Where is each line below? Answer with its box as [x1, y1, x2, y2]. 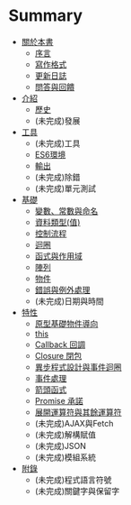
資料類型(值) [34, 216, 81, 227]
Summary [8, 5, 83, 26]
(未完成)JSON [34, 440, 87, 451]
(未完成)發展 [34, 115, 81, 126]
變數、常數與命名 [34, 205, 99, 216]
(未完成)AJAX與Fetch [34, 418, 114, 428]
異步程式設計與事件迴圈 [34, 362, 122, 372]
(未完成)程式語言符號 [34, 474, 112, 485]
